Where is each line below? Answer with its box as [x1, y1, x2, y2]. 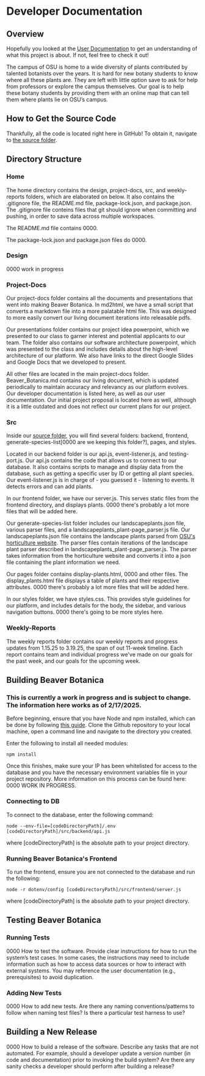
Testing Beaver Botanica [6, 915, 102, 925]
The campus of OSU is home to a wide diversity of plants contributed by [6, 63, 188, 70]
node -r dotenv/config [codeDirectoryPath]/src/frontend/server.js [6, 886, 182, 892]
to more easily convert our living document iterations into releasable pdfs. [6, 314, 192, 322]
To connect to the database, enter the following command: [6, 811, 154, 818]
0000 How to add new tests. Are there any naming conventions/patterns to [6, 1003, 195, 1010]
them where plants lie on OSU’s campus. [6, 96, 109, 103]
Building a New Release [6, 1027, 98, 1037]
